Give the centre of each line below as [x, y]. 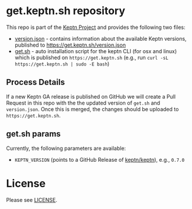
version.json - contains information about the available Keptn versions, [101, 38]
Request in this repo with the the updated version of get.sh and [83, 103]
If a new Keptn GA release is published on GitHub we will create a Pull [91, 96]
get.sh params [33, 134]
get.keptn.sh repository [66, 11]
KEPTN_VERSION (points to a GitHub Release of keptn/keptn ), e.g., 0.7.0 [100, 159]
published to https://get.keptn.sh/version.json [70, 45]
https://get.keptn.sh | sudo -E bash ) [62, 64]
